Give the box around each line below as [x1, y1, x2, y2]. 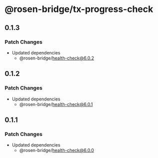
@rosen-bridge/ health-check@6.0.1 [19, 101, 93, 107]
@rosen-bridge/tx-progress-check [4, 3, 154, 15]
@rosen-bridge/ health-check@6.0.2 [19, 55, 94, 61]
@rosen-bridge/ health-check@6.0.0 [19, 147, 94, 153]
